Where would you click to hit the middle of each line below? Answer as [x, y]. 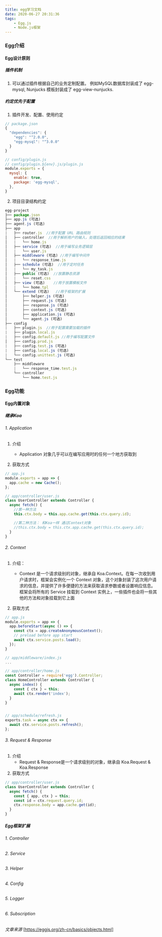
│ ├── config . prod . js [29, 342]
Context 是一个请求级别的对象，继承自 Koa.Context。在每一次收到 [85, 573]
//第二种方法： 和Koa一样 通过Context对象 [52, 523]
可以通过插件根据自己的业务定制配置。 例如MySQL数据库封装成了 [77, 83]
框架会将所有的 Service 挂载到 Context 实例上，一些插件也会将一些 [86, 592]
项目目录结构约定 [29, 201]
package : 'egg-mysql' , [37, 182]
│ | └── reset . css [28, 278]
